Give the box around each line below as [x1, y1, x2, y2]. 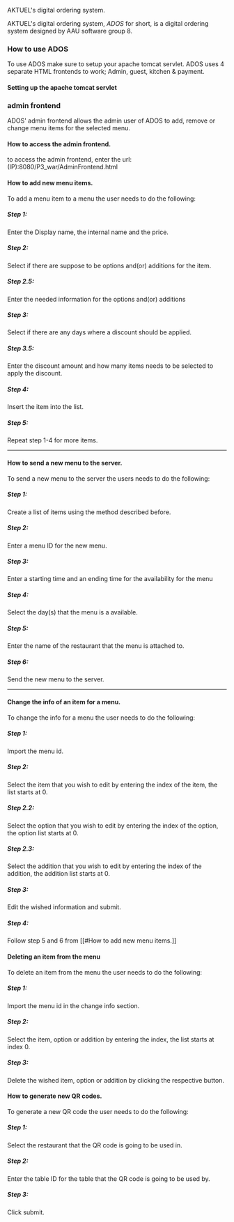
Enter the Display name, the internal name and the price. [7, 228, 169, 236]
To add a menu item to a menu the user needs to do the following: [7, 194, 196, 203]
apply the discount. [7, 369, 63, 378]
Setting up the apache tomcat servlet [7, 83, 117, 91]
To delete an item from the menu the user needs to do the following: [7, 968, 203, 976]
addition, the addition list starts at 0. [7, 869, 110, 878]
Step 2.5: [7, 277, 35, 286]
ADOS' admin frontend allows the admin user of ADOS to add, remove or [7, 116, 216, 125]
